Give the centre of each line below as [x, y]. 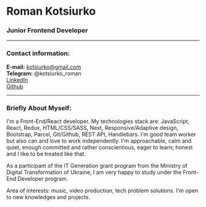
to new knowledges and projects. [48, 197]
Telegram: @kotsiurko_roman [44, 73]
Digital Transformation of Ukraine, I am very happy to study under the [94, 172]
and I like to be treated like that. [46, 154]
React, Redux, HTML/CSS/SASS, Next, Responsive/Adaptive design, [93, 128]
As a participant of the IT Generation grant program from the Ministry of [97, 166]
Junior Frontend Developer [47, 31]
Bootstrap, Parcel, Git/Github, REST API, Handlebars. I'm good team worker [101, 134]
